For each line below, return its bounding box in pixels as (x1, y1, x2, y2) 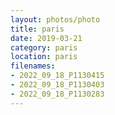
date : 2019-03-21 (10, 33, 83, 43)
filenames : (10, 61, 56, 71)
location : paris (10, 52, 78, 62)
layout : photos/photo (10, 14, 101, 25)
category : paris (10, 42, 78, 53)
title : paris (10, 24, 65, 34)
